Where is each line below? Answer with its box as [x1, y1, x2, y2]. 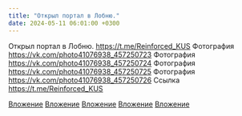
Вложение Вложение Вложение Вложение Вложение [8, 99, 190, 109]
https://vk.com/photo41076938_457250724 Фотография [8, 58, 196, 68]
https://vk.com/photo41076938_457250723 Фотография [8, 50, 196, 59]
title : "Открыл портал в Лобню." [8, 11, 120, 20]
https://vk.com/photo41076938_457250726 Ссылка [8, 75, 180, 85]
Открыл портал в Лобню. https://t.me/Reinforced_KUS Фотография [8, 41, 235, 50]
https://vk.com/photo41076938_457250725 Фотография [8, 66, 196, 76]
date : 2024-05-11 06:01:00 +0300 [8, 19, 120, 27]
